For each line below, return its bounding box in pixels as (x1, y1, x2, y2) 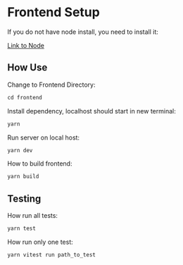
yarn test (7, 225, 37, 233)
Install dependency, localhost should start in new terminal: (7, 106, 176, 115)
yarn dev (7, 147, 33, 154)
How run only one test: (7, 238, 74, 246)
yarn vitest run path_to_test (7, 251, 96, 258)
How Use (7, 61, 48, 74)
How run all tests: (7, 211, 58, 220)
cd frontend (7, 94, 42, 101)
